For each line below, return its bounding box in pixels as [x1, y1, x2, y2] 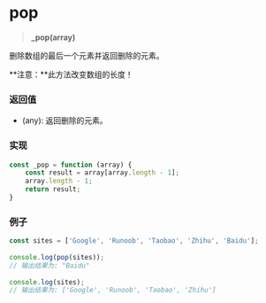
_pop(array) [30, 32, 76, 43]
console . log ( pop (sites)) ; [9, 252, 104, 261]
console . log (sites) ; [9, 277, 86, 286]
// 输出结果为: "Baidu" [9, 260, 90, 270]
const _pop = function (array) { [9, 160, 133, 169]
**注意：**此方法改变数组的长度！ [9, 69, 134, 80]
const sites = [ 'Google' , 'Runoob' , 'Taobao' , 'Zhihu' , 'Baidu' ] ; [9, 237, 259, 245]
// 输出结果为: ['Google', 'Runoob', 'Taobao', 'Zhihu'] [9, 286, 217, 295]
